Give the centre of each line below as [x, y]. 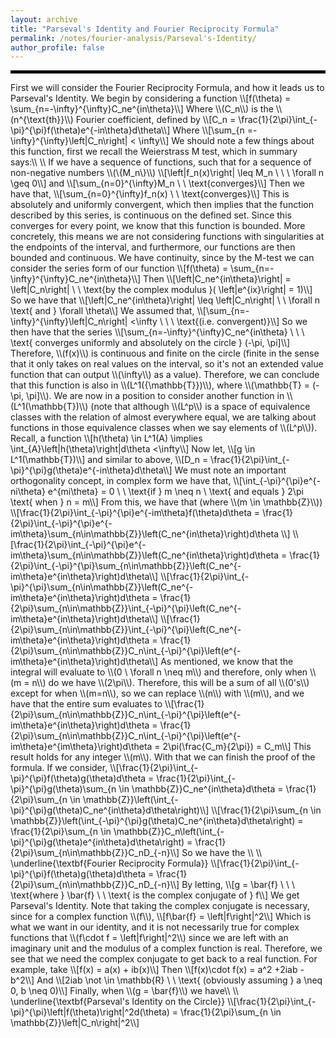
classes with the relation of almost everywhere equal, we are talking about [163, 417]
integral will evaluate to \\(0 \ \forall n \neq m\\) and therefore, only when [159, 672]
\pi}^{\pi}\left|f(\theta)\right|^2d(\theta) [90, 1012]
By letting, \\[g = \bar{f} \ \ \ [238, 885]
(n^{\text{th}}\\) [42, 120]
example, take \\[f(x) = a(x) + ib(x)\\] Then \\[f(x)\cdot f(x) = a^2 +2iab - [157, 970]
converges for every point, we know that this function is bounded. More [158, 226]
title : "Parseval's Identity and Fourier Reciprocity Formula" [145, 29]
